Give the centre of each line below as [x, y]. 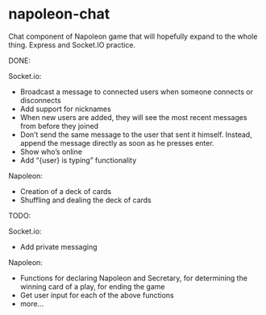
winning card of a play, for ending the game [92, 286]
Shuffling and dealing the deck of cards [85, 200]
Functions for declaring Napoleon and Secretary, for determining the [134, 278]
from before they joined [59, 126]
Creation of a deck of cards [65, 191]
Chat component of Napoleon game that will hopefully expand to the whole [133, 36]
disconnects [41, 100]
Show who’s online [51, 151]
